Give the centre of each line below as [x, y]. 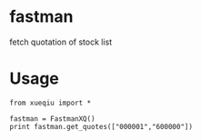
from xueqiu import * [50, 103]
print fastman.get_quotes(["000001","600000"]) [101, 126]
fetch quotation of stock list [61, 42]
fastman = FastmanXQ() [52, 119]
